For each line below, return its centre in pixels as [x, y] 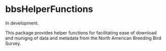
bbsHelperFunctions [49, 9]
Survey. [13, 43]
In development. [22, 23]
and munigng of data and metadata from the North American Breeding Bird [83, 38]
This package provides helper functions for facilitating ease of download [81, 32]
